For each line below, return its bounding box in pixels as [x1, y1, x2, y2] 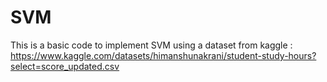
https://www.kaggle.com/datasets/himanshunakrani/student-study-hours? [10, 49, 317, 61]
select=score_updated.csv [10, 60, 120, 72]
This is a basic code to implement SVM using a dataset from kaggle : [10, 39, 293, 51]
